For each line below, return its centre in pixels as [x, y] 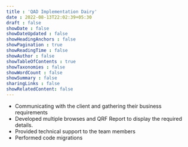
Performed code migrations [49, 137]
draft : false [24, 23]
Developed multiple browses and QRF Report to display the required [98, 118]
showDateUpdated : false [37, 34]
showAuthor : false [30, 56]
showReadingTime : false [37, 51]
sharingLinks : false [33, 84]
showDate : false [28, 28]
